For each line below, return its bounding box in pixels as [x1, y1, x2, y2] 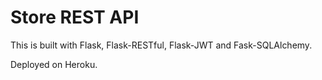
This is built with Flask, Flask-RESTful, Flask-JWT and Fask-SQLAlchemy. [10, 39, 313, 51]
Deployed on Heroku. [10, 58, 98, 70]
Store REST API [10, 6, 140, 29]
